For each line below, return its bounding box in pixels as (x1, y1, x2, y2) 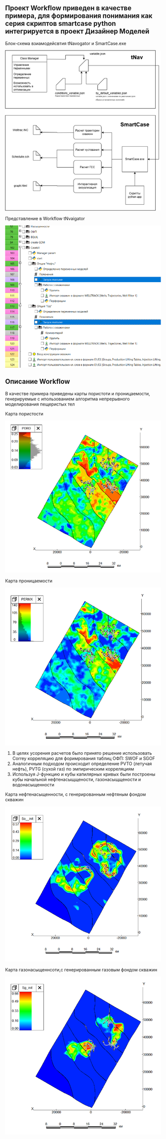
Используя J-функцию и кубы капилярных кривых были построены (12, 771, 156, 777)
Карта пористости (5, 411, 43, 417)
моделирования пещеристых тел (5, 401, 75, 407)
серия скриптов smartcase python (5, 19, 116, 28)
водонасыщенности (12, 781, 54, 787)
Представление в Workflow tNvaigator (5, 215, 85, 221)
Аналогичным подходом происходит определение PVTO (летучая (12, 761, 152, 767)
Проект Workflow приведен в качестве (5, 4, 132, 12)
